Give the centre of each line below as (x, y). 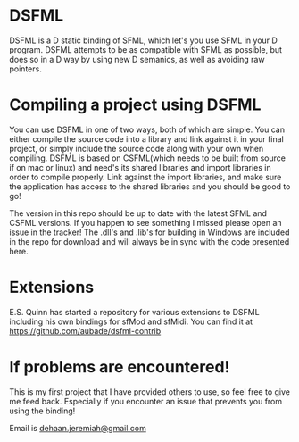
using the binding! (42, 411)
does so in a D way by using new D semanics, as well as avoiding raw (137, 59)
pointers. (25, 69)
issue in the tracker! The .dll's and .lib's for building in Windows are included (149, 232)
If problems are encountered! (120, 367)
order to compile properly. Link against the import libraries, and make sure (145, 177)
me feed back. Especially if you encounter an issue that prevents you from (146, 401)
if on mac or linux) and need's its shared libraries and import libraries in (141, 167)
